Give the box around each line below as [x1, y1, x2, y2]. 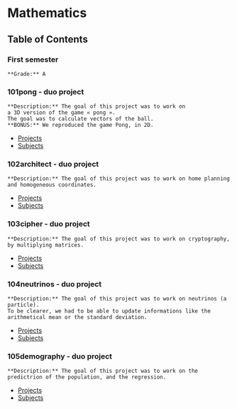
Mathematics [7, 5, 87, 21]
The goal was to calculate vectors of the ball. [7, 116, 154, 123]
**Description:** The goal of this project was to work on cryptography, [7, 235, 231, 242]
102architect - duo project [7, 159, 99, 169]
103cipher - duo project [7, 219, 90, 229]
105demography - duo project [7, 351, 112, 361]
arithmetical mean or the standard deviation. [7, 314, 148, 321]
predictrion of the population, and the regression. [7, 374, 167, 381]
